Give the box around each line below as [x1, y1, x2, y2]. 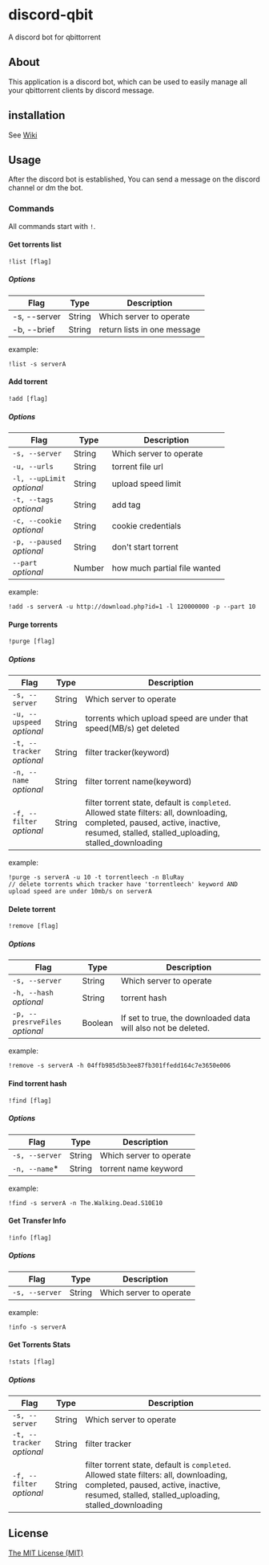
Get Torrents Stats [8, 1340, 70, 1350]
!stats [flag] [8, 1358, 56, 1366]
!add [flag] [8, 395, 48, 403]
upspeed [12, 717, 42, 727]
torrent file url [111, 461, 164, 472]
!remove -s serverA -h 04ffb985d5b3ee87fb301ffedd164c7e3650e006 [8, 1062, 231, 1070]
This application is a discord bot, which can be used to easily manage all [8, 76, 247, 86]
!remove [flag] [8, 922, 59, 930]
